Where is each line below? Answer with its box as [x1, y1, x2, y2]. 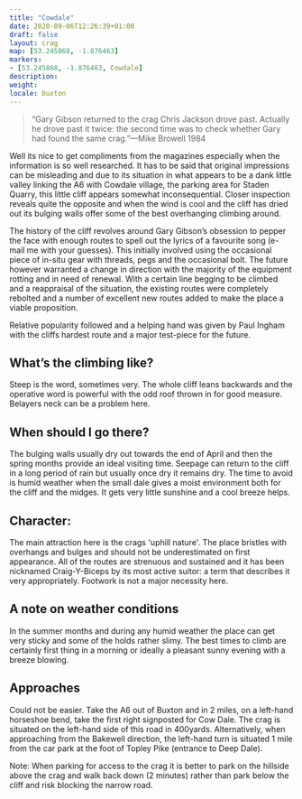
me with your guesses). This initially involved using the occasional [26, 245, 272, 255]
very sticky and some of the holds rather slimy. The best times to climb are [9, 635, 287, 646]
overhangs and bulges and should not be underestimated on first [9, 546, 251, 557]
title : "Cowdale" [9, 13, 75, 23]
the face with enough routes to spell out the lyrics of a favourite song [9, 235, 266, 246]
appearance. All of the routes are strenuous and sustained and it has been [9, 556, 285, 567]
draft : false [9, 30, 59, 39]
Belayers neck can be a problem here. [9, 398, 151, 409]
